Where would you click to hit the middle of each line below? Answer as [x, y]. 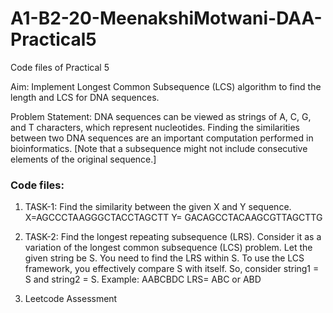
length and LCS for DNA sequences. [85, 97]
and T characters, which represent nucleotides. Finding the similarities [155, 127]
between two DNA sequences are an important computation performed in [162, 138]
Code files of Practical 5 [60, 67]
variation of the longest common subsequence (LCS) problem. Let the [168, 248]
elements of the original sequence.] [83, 159]
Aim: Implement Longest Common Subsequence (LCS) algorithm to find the [166, 86]
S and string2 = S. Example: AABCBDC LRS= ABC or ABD [143, 279]
